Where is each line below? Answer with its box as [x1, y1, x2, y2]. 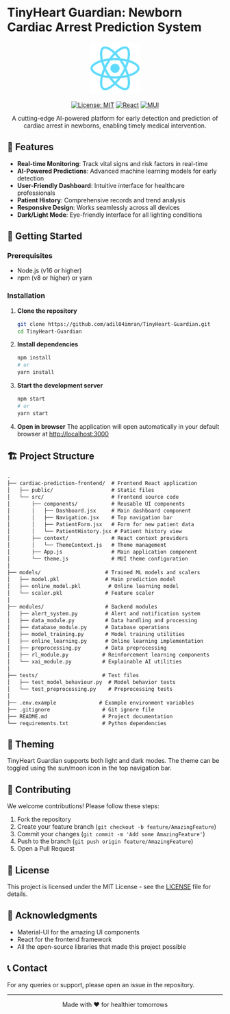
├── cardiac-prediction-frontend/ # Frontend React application [7, 480, 197, 486]
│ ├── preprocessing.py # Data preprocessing [7, 644, 167, 651]
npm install [16, 355, 51, 362]
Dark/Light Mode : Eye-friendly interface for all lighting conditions [16, 211, 203, 219]
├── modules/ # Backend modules [7, 603, 157, 610]
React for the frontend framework [16, 935, 112, 943]
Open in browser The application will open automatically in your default [16, 422, 220, 430]
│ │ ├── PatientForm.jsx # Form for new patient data [7, 521, 194, 528]
